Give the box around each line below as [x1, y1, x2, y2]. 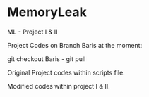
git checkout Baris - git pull [7, 54, 86, 63]
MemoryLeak [7, 4, 87, 20]
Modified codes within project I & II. [7, 82, 111, 90]
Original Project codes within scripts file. [7, 68, 125, 77]
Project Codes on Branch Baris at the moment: [7, 41, 143, 49]
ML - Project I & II [7, 27, 58, 36]
